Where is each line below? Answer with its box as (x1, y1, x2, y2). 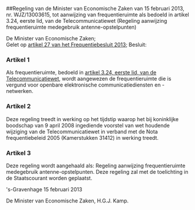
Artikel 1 (6, 56, 30, 64)
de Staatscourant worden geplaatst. (6, 174, 93, 181)
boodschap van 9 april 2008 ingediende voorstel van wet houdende (6, 122, 170, 129)
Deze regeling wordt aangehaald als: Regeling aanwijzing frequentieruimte (6, 162, 186, 169)
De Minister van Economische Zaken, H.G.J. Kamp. (6, 197, 129, 204)
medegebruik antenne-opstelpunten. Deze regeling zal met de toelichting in (6, 168, 189, 175)
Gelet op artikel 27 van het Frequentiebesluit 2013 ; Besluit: (6, 41, 147, 48)
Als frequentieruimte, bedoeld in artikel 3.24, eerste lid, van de (6, 69, 157, 76)
